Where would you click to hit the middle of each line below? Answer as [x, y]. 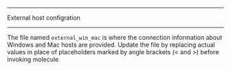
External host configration [44, 17]
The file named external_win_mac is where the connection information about [115, 37]
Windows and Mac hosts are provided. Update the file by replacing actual [111, 45]
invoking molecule [33, 59]
